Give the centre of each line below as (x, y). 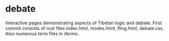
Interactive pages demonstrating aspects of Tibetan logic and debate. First (83, 23)
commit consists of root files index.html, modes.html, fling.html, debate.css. (85, 28)
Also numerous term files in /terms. (42, 33)
